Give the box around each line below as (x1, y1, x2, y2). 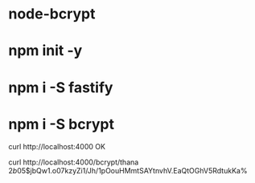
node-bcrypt (8, 5, 96, 23)
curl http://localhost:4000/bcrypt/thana (8, 157, 139, 167)
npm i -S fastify (8, 78, 113, 96)
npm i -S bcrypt (8, 115, 115, 133)
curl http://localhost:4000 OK (8, 141, 106, 151)
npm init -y (8, 42, 83, 60)
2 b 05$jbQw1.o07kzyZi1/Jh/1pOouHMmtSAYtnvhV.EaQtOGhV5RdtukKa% (8, 165, 248, 175)
